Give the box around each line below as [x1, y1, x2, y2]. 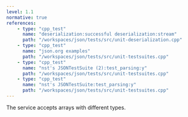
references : [6, 20, 36, 26]
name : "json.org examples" [22, 48, 91, 54]
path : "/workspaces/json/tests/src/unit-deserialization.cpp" [22, 37, 183, 43]
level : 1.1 [6, 8, 34, 15]
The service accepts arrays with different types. [6, 104, 126, 111]
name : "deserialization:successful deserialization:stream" [22, 31, 177, 37]
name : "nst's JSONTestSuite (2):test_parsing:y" [22, 65, 147, 71]
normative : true [6, 14, 47, 21]
